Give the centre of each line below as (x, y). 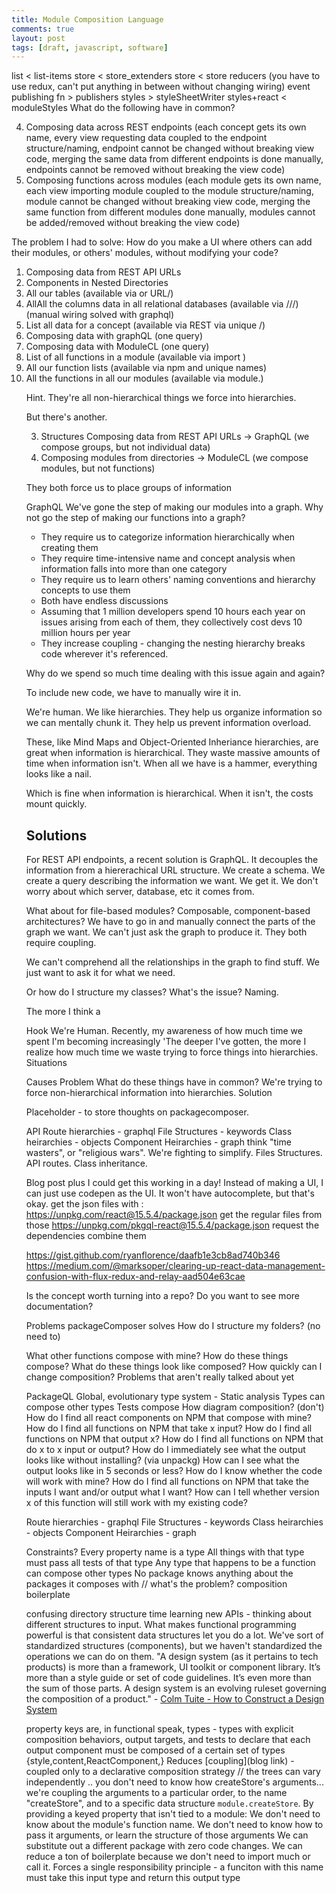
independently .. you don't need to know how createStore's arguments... (174, 1782)
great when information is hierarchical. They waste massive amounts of (173, 753)
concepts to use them (85, 590)
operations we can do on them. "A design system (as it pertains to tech (172, 1657)
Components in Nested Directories (97, 283)
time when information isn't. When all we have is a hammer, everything (171, 763)
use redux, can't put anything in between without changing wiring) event (161, 87)
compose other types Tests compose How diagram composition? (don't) (175, 1407)
